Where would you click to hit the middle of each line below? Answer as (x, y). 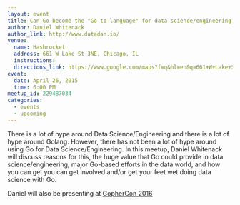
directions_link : (40, 67)
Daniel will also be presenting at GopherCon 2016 (80, 193)
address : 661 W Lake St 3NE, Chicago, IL (76, 54)
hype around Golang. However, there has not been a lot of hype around (112, 141)
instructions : (35, 61)
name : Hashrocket (40, 47)
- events (27, 107)
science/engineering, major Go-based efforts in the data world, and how (114, 164)
